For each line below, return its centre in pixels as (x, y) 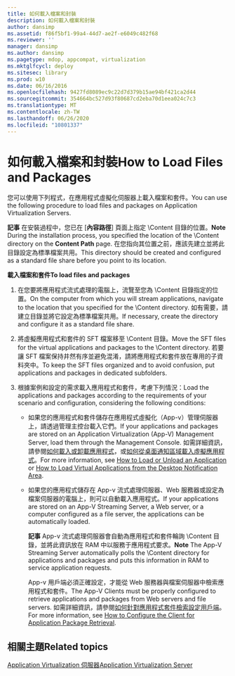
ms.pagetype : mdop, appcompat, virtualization (76, 60)
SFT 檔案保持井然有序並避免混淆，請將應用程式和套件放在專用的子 (121, 357)
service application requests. (70, 568)
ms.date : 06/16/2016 (38, 86)
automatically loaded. (59, 522)
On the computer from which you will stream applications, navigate (127, 299)
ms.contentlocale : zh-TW (43, 112)
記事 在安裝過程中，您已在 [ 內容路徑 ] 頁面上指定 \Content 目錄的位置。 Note (116, 228)
